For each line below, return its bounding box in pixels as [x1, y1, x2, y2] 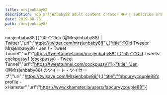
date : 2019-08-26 [5, 16, 41, 21]
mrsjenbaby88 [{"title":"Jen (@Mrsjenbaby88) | [5, 35, 102, 41]
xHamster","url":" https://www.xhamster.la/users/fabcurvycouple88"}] [5, 84, 148, 90]
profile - [5, 79, 22, 85]
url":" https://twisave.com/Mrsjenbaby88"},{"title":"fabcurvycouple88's [14, 73, 160, 80]
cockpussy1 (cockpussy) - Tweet [5, 56, 73, 62]
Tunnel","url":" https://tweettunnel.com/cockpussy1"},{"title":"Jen [5, 61, 138, 67]
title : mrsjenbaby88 [5, 7, 48, 12]
